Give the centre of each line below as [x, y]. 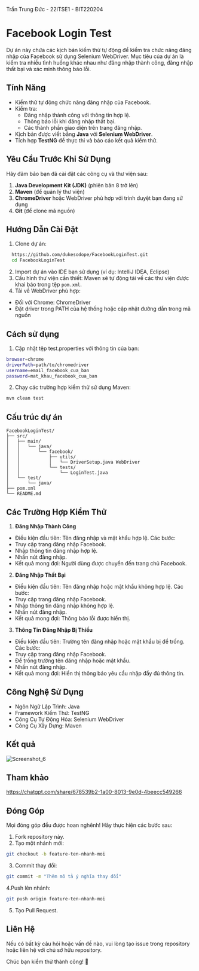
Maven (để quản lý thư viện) [50, 191]
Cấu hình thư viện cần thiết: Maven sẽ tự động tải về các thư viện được [102, 278]
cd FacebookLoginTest [39, 260]
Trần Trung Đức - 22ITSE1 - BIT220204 [55, 9]
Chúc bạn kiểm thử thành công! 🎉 [48, 961]
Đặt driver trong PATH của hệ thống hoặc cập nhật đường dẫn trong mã [103, 309]
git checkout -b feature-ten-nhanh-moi [56, 854]
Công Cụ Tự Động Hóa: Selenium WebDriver [69, 719]
